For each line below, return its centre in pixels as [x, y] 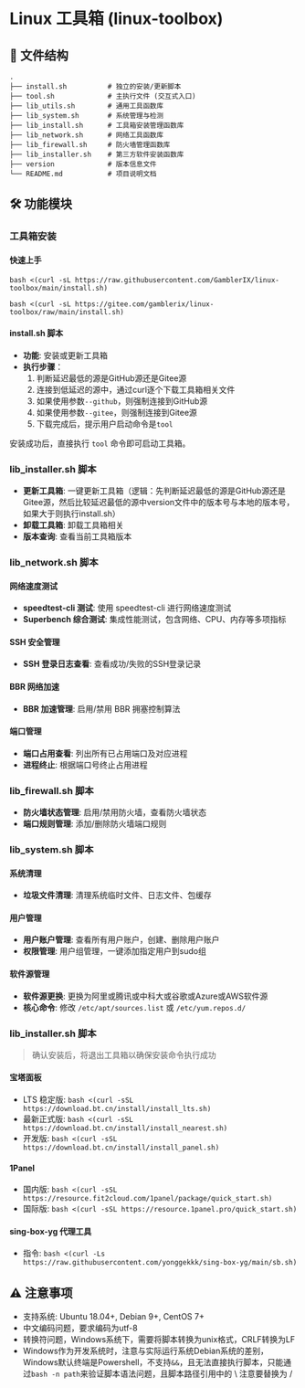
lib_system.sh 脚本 [52, 849]
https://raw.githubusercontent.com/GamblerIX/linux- [177, 280]
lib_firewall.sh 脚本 [52, 790]
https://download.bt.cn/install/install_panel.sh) [121, 1148]
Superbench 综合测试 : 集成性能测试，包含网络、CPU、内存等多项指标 [154, 620]
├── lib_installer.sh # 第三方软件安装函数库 [97, 154]
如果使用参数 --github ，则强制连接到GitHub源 [122, 401]
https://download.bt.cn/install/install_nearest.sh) [125, 1128]
